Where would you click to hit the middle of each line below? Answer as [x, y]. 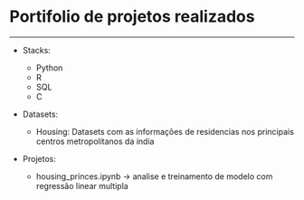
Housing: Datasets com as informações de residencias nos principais [165, 131]
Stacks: [37, 50]
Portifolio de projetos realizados [132, 17]
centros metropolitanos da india [95, 141]
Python [49, 67]
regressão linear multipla [82, 186]
